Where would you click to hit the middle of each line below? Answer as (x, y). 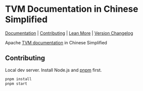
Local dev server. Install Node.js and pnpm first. (54, 70)
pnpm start (16, 84)
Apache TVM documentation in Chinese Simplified (56, 42)
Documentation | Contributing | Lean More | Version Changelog (69, 33)
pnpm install (18, 79)
